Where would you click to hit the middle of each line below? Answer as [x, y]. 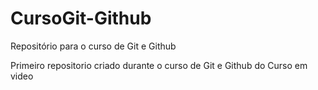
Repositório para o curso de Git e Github [93, 46]
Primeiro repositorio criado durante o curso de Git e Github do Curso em [159, 65]
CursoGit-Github [81, 18]
